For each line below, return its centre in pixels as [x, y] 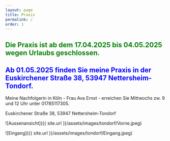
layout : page [19, 10]
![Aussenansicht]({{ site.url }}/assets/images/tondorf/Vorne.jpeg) [74, 123]
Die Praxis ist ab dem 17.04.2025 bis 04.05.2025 [84, 45]
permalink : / [19, 19]
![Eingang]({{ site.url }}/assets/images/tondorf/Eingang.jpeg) [69, 133]
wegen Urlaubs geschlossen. [53, 53]
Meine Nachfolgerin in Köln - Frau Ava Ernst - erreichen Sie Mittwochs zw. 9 [85, 98]
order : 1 [15, 24]
